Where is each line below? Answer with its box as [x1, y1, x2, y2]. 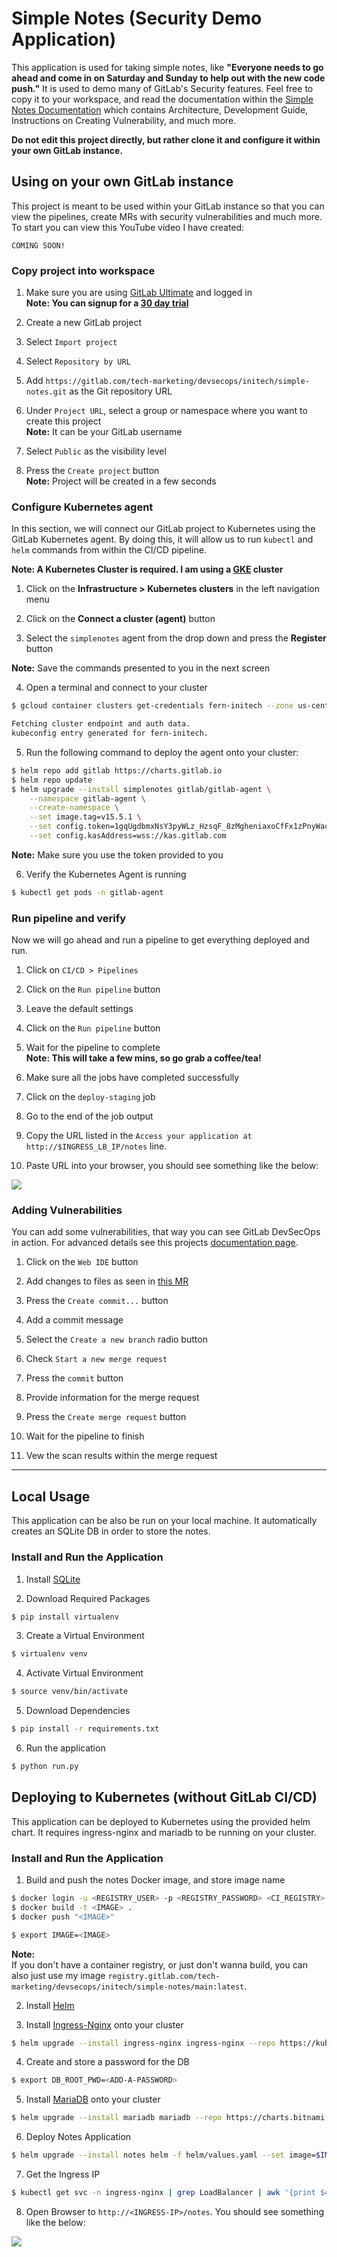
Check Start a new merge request [25, 1353, 168, 1365]
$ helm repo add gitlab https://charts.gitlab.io [11, 765, 223, 776]
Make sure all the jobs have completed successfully [25, 1072, 240, 1084]
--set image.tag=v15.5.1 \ [29, 812, 142, 822]
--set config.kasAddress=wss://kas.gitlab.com [29, 831, 227, 841]
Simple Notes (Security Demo [11, 7, 263, 30]
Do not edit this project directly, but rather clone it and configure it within [11, 133, 321, 146]
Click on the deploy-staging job [25, 1091, 156, 1103]
